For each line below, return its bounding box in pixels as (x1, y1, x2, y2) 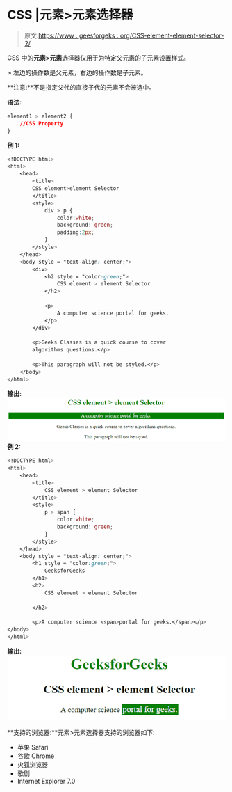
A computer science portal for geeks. (56, 310, 169, 317)
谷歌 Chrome (17, 752, 55, 760)
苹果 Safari (17, 743, 49, 751)
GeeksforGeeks (44, 567, 85, 575)
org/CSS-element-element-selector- (119, 31, 224, 40)
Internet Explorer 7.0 (17, 777, 76, 785)
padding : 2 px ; (56, 229, 95, 236)
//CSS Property (19, 120, 64, 127)
